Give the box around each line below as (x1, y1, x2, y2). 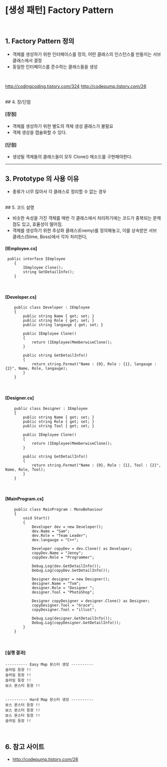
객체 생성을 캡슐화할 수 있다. (12, 129, 67, 135)
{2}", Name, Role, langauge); (5, 366, 68, 371)
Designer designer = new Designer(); (31, 576, 110, 582)
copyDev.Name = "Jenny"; (31, 550, 83, 555)
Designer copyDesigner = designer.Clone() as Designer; (31, 598, 150, 603)
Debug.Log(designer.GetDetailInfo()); (31, 616, 112, 621)
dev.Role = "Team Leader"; (31, 533, 88, 538)
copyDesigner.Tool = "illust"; (31, 607, 97, 612)
